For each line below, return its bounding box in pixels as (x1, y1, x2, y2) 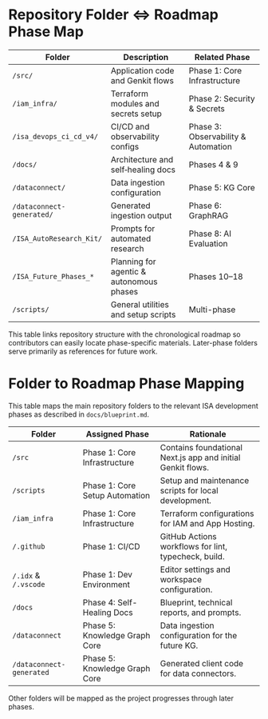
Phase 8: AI (188, 228, 232, 239)
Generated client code (160, 657, 244, 669)
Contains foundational (160, 441, 243, 453)
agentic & (110, 266, 146, 277)
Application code (110, 65, 175, 76)
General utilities (110, 298, 169, 310)
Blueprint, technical (160, 597, 233, 608)
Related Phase (194, 51, 250, 62)
